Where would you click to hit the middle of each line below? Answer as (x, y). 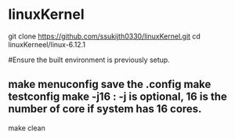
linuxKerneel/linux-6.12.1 (47, 44)
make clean (27, 128)
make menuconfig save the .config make (110, 84)
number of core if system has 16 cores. (105, 109)
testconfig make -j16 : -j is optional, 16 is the (117, 97)
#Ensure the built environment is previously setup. (89, 60)
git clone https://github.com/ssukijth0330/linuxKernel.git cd (105, 36)
